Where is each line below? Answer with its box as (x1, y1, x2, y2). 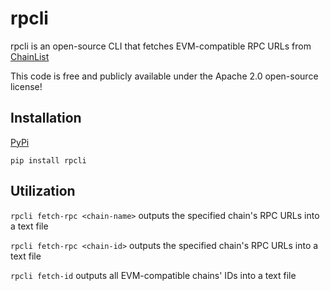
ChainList (10, 50, 50, 62)
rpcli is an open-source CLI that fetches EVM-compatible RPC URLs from (10, 40, 312, 52)
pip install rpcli (10, 155, 87, 166)
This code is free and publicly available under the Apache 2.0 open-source (10, 70, 319, 82)
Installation (10, 110, 82, 127)
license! (10, 80, 43, 92)
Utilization (10, 183, 76, 200)
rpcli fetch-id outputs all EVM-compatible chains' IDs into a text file (10, 269, 297, 281)
